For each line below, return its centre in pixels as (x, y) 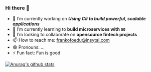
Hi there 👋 (18, 8)
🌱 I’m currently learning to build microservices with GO (69, 29)
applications (26, 24)
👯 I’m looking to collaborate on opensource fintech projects (75, 35)
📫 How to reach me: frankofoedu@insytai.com (61, 40)
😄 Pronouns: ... (29, 47)
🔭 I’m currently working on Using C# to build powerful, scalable (79, 19)
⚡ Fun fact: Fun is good (36, 53)
